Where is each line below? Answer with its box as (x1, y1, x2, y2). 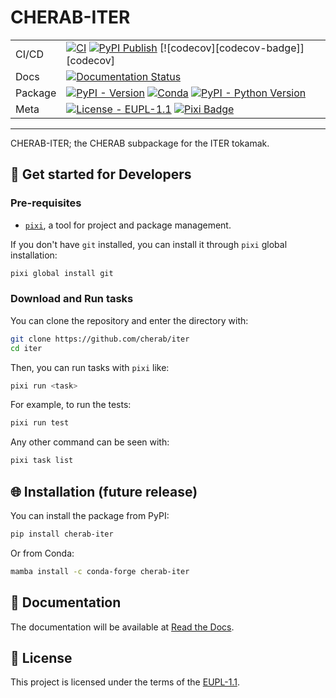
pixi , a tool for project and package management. (24, 219, 232, 231)
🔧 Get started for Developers (10, 166, 192, 183)
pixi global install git (10, 268, 114, 278)
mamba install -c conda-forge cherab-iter (10, 566, 190, 576)
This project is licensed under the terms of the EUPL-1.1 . (10, 676, 240, 688)
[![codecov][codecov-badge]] (159, 41, 305, 55)
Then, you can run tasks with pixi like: (10, 361, 170, 373)
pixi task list (10, 456, 74, 466)
